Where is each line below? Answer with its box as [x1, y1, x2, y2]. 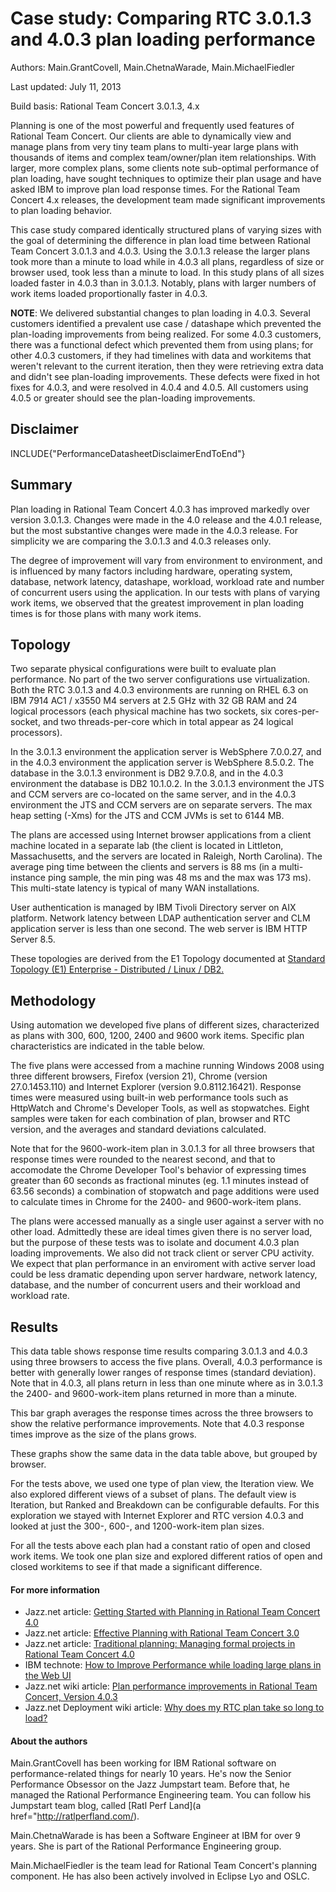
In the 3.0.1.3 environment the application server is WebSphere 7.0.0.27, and [10, 746, 322, 758]
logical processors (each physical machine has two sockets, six [10, 705, 273, 717]
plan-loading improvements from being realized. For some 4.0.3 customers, [10, 328, 322, 340]
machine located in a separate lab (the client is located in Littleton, [10, 840, 284, 852]
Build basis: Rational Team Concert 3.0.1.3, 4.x [10, 100, 200, 112]
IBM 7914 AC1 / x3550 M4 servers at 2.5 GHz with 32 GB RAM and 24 [10, 695, 298, 707]
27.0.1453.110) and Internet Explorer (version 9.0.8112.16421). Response [10, 1081, 302, 1093]
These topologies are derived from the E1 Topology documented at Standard [10, 953, 326, 965]
